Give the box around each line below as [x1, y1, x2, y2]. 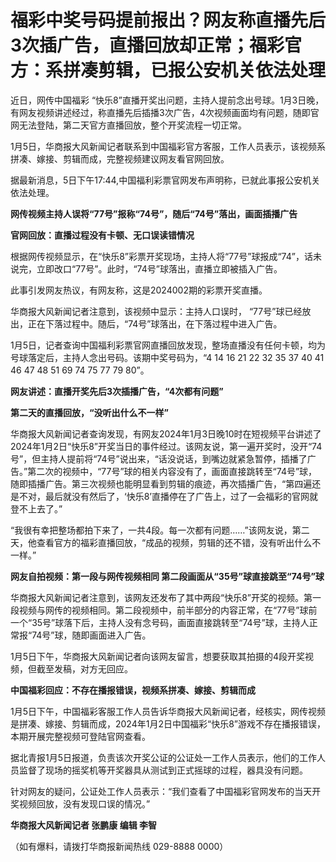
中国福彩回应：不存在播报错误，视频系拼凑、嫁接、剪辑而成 [10, 684, 256, 696]
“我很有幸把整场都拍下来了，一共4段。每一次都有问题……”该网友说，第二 [10, 524, 310, 536]
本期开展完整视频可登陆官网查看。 [10, 730, 151, 742]
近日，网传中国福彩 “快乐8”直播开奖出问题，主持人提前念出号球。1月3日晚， [10, 94, 325, 106]
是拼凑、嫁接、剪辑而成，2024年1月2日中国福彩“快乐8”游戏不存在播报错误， [10, 717, 326, 730]
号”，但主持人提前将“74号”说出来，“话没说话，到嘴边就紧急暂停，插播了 [10, 452, 308, 465]
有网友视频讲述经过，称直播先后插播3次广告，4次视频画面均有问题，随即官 [10, 106, 320, 118]
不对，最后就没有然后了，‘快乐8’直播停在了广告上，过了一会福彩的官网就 [18, 490, 318, 502]
